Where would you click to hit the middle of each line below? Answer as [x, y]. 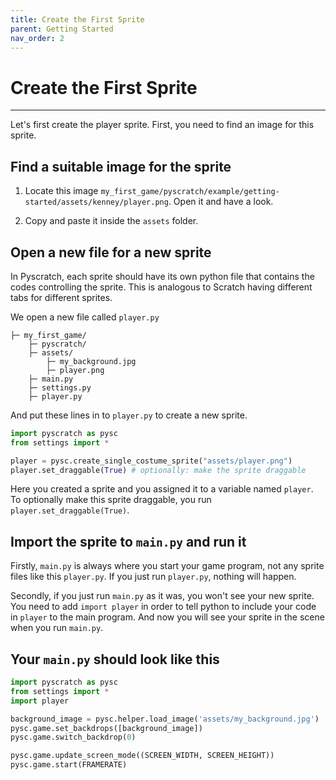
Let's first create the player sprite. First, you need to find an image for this [162, 125]
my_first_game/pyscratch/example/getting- [190, 192]
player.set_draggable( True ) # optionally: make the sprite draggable [158, 470]
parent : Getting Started [62, 29]
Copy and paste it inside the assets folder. [111, 221]
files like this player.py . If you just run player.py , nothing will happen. [153, 577]
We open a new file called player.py [85, 317]
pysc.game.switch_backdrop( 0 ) [73, 737]
